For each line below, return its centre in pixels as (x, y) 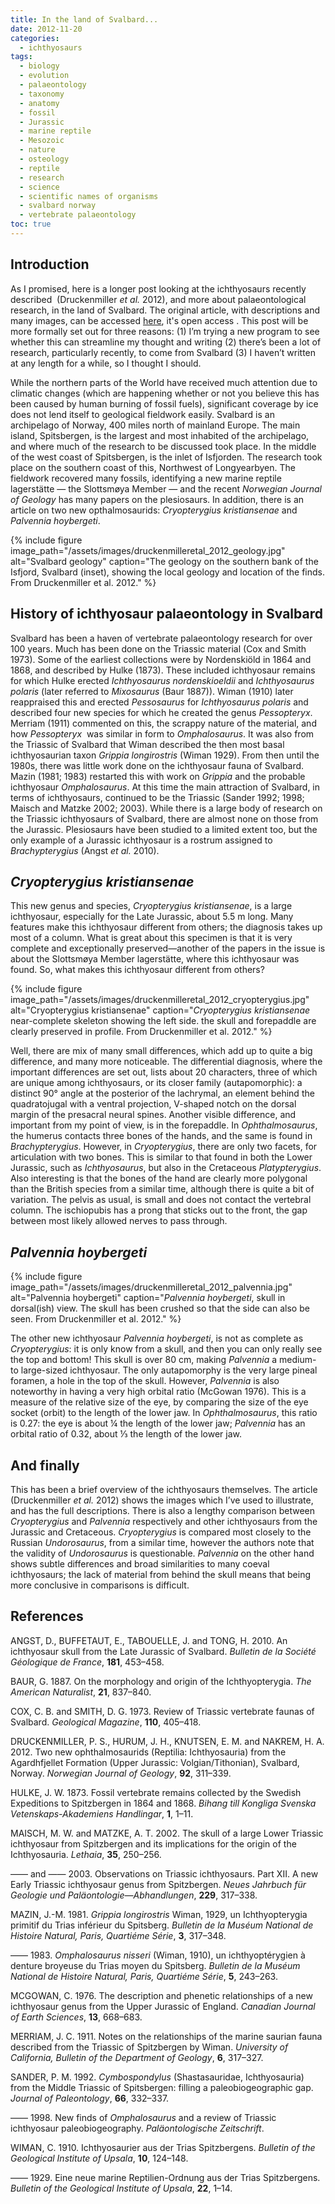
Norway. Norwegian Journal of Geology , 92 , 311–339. (121, 1773)
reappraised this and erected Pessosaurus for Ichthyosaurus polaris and (159, 702)
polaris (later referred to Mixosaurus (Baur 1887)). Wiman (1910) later (152, 691)
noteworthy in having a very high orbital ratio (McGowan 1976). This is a (158, 1392)
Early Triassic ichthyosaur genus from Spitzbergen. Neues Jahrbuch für (158, 1884)
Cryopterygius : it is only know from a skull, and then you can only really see (166, 1349)
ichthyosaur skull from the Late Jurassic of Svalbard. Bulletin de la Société (163, 1651)
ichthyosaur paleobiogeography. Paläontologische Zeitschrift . (137, 2128)
